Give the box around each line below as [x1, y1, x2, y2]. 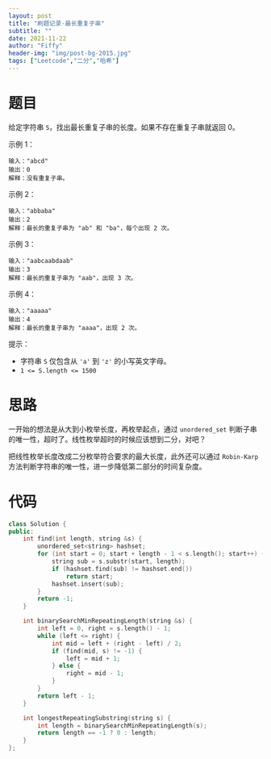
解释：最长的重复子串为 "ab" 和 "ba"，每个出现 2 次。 [8, 223, 173, 232]
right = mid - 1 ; [65, 669, 125, 678]
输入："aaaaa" [8, 307, 52, 315]
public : [8, 528, 35, 536]
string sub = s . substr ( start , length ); [51, 557, 186, 565]
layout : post [8, 11, 52, 20]
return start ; [65, 572, 114, 581]
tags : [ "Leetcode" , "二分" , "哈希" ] [8, 57, 119, 65]
